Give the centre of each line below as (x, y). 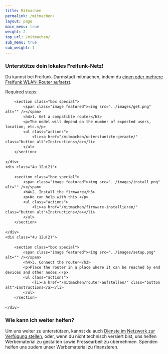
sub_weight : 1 (20, 48)
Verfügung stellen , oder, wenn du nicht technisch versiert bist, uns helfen (81, 336)
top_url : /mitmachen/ (28, 37)
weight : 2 (16, 32)
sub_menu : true (21, 43)
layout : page (19, 21)
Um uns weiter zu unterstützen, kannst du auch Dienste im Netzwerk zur (80, 331)
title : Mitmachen (23, 11)
